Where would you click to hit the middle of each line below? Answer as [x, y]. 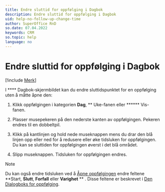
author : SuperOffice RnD [31, 24]
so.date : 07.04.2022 [27, 28]
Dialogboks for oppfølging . [32, 184]
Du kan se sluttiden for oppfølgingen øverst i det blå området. [75, 144]
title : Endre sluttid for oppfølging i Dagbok [54, 10]
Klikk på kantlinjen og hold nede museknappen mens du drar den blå [82, 134]
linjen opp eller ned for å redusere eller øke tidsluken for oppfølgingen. [84, 140]
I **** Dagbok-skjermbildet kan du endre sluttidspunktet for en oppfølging [81, 90]
